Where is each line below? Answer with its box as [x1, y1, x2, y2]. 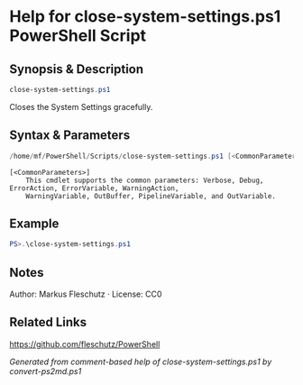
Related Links [9, 315, 87, 330]
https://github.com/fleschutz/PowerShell [9, 338, 161, 349]
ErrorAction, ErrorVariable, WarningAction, [9, 183, 179, 193]
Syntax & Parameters [9, 128, 131, 143]
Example [9, 215, 60, 231]
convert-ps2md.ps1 [9, 365, 82, 376]
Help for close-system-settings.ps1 [9, 6, 281, 27]
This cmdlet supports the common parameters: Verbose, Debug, [25, 176, 264, 185]
